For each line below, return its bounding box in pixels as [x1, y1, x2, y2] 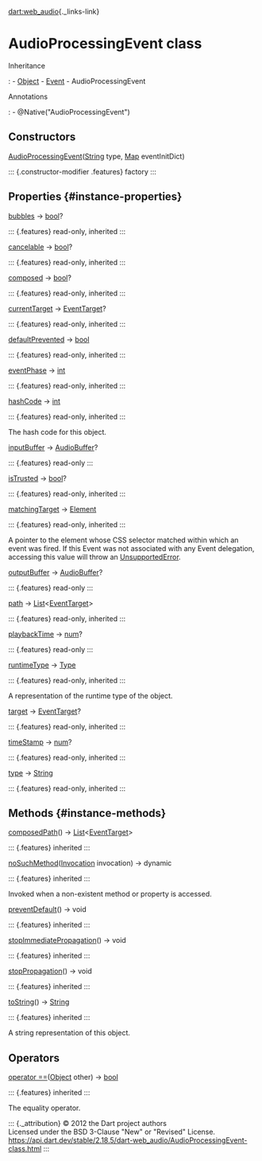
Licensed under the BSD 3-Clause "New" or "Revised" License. [8, 1127, 216, 1137]
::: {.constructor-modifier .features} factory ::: [8, 166, 157, 176]
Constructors [8, 131, 76, 144]
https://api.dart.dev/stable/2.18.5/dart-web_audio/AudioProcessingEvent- [8, 1136, 248, 1145]
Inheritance [8, 61, 46, 70]
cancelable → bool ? [8, 242, 73, 252]
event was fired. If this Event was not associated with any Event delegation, [8, 543, 255, 553]
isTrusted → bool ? [8, 473, 67, 483]
